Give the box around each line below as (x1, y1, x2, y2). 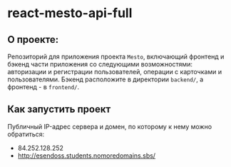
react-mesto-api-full (7, 5, 133, 21)
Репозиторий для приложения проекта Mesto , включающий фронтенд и (7, 52, 225, 61)
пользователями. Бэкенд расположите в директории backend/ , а (7, 75, 204, 83)
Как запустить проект (7, 103, 111, 116)
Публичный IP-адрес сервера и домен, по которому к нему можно (7, 122, 212, 131)
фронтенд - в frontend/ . (7, 83, 80, 91)
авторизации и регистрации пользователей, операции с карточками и (7, 68, 222, 76)
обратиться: (7, 130, 45, 138)
